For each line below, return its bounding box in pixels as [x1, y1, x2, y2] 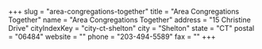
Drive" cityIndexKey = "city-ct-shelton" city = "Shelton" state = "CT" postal [8, 24, 255, 32]
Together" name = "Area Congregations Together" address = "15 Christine [8, 15, 252, 24]
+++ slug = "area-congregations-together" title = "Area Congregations [8, 7, 240, 16]
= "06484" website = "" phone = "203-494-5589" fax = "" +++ [8, 32, 216, 41]
